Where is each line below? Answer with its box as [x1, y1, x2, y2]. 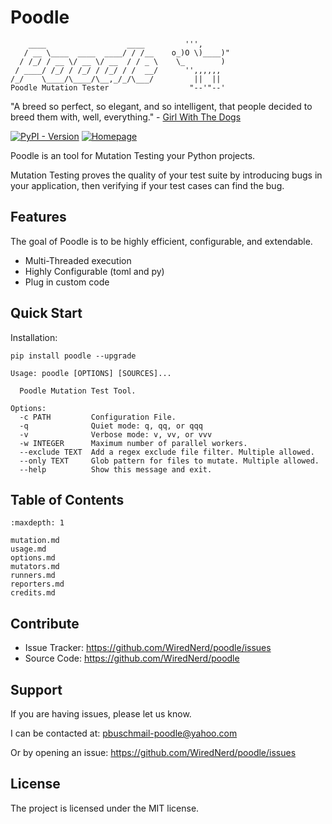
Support [10, 681, 63, 698]
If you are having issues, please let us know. [10, 708, 192, 720]
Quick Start [10, 305, 83, 322]
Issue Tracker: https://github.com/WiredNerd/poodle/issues [24, 642, 272, 654]
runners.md [10, 571, 56, 581]
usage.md [10, 544, 47, 555]
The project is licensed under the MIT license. [10, 802, 200, 814]
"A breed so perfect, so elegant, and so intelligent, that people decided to [10, 100, 313, 112]
